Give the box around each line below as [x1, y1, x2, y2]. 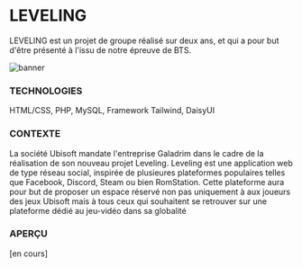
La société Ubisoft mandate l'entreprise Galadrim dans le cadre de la [9, 147, 264, 158]
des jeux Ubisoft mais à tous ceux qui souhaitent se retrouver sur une [9, 195, 268, 207]
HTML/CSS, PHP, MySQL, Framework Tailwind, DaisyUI [9, 105, 215, 116]
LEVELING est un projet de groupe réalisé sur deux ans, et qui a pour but [9, 35, 279, 46]
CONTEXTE [9, 128, 61, 140]
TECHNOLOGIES [9, 85, 83, 97]
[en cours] [9, 248, 48, 259]
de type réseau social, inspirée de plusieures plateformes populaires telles [9, 167, 286, 178]
